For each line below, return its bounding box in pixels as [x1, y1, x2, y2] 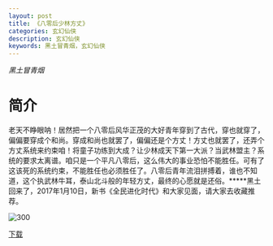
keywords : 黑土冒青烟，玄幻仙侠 [8, 42, 106, 50]
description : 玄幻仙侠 [8, 34, 80, 43]
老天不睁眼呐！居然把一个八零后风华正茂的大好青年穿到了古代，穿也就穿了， [8, 125, 265, 135]
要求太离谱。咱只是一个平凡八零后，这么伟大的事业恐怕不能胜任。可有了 [22, 156, 265, 166]
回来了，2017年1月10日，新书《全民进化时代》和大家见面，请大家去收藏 [8, 186, 249, 196]
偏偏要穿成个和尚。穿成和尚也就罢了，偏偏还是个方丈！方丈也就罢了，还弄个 [8, 136, 265, 145]
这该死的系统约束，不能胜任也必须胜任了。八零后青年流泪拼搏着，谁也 [8, 166, 244, 175]
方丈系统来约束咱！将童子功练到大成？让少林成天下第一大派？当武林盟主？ [8, 145, 258, 155]
